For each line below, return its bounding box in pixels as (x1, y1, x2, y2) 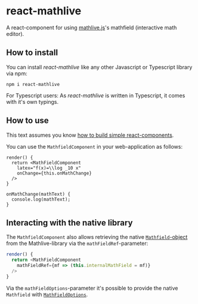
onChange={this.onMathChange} (17, 170, 92, 176)
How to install (6, 48, 58, 58)
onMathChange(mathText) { (6, 191, 70, 197)
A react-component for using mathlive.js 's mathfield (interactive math (6, 24, 177, 31)
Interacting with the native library (6, 217, 133, 228)
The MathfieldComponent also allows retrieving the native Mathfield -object (6, 234, 188, 241)
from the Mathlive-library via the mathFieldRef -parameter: (6, 240, 148, 247)
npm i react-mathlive (6, 81, 60, 87)
